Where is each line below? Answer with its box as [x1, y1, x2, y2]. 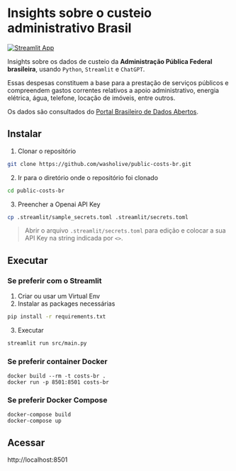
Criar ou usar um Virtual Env [17, 292, 101, 301]
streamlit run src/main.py [7, 339, 87, 347]
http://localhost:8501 [7, 455, 68, 464]
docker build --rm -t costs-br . [7, 372, 106, 380]
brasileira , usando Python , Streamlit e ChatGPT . [7, 65, 145, 73]
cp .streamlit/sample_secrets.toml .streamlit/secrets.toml [7, 214, 189, 221]
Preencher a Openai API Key [17, 200, 101, 209]
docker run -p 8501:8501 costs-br [7, 379, 110, 386]
